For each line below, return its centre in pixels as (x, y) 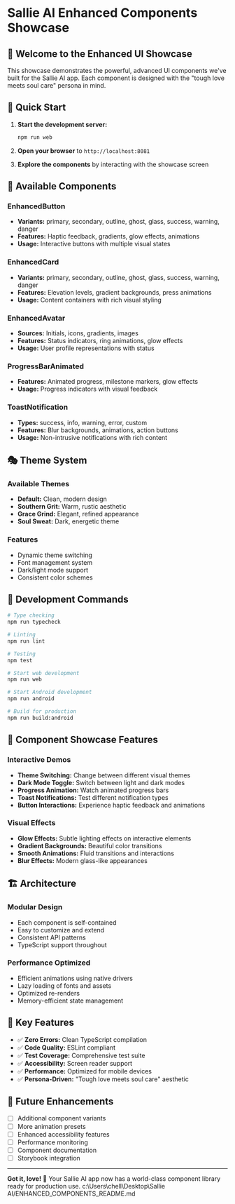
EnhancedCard (33, 262)
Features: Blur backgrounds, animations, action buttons (98, 430)
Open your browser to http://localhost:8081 (84, 150)
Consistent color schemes (55, 577)
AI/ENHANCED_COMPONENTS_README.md (71, 1193)
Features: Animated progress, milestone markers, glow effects (107, 382)
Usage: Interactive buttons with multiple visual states (94, 244)
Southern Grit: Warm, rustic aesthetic (72, 507)
